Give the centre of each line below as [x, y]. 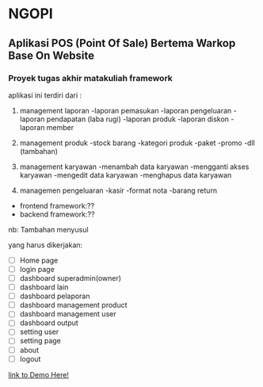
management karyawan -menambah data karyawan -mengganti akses [134, 167]
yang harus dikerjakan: [46, 245]
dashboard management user [68, 314]
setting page [40, 341]
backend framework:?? [57, 214]
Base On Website [51, 55]
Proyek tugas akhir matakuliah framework [90, 78]
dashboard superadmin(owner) [70, 278]
